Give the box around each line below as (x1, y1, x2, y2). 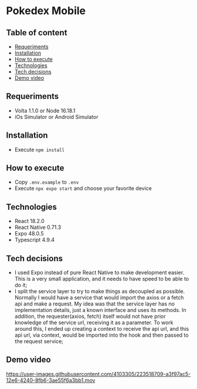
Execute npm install (14, 146, 65, 153)
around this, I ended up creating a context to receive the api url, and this (14, 325, 189, 333)
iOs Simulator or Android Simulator (14, 113, 98, 120)
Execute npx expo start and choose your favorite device (14, 185, 152, 192)
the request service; (14, 338, 63, 345)
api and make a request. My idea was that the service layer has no (14, 300, 175, 307)
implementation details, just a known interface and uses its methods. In (14, 307, 186, 314)
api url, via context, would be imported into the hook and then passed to (14, 331, 189, 339)
